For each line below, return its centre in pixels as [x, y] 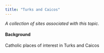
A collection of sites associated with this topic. [52, 23]
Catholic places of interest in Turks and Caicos [52, 45]
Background [18, 35]
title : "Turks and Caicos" [33, 9]
